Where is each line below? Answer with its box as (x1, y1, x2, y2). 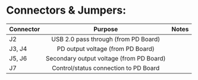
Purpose (93, 25, 118, 33)
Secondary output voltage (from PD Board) (45, 54, 166, 62)
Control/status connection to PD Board (51, 63, 160, 72)
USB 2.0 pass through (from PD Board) (51, 35, 161, 43)
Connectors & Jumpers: (6, 4, 127, 17)
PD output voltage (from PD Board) (56, 44, 155, 53)
